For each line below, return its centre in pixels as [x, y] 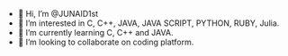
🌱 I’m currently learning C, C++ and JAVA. [95, 32]
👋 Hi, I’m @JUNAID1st [58, 14]
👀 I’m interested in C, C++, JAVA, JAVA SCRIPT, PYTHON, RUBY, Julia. [148, 23]
